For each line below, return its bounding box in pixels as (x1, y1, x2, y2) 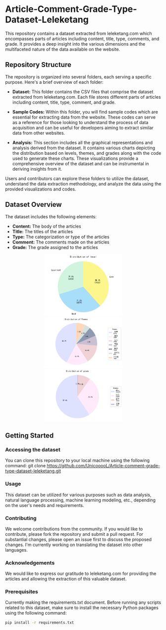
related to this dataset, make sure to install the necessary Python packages (5, 605, 159, 611)
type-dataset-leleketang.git (5, 468, 61, 474)
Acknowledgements (5, 559, 55, 566)
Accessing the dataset (5, 446, 61, 453)
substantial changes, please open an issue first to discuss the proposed (5, 536, 152, 542)
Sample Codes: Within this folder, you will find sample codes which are (12, 109, 159, 115)
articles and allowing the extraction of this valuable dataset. (5, 576, 127, 582)
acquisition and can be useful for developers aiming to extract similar (12, 125, 154, 130)
